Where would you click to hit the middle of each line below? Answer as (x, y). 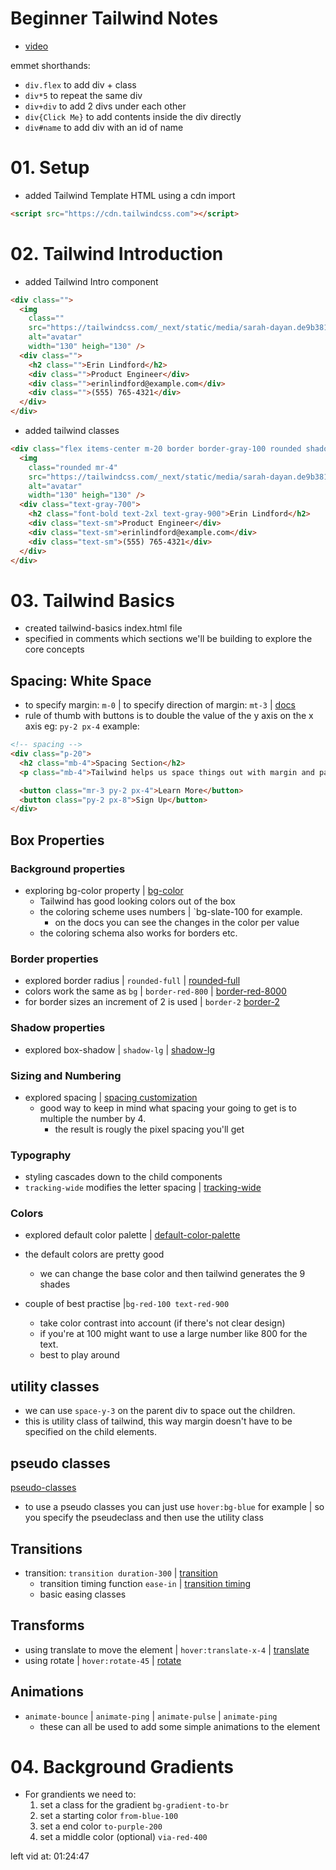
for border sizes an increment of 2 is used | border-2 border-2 (152, 1002)
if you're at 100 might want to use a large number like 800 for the (173, 1334)
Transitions (46, 1548)
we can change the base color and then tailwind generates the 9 (172, 1274)
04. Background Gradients (122, 1766)
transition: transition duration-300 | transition (121, 1573)
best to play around (79, 1355)
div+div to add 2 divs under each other (105, 106)
